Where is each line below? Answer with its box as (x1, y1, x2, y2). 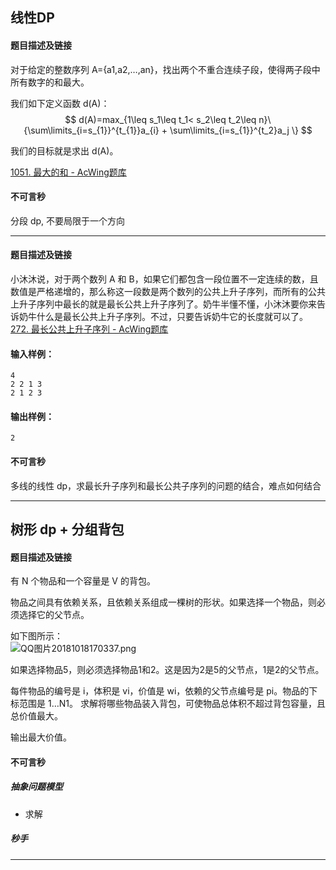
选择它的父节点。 (18, 609, 90, 621)
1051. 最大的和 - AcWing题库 (10, 166, 127, 178)
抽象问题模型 (10, 781, 63, 793)
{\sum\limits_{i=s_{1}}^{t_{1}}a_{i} (23, 124, 160, 136)
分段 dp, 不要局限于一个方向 (10, 214, 126, 227)
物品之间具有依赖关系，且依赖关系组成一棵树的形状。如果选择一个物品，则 (10, 596, 317, 608)
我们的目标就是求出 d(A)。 (10, 144, 119, 157)
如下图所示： (10, 630, 63, 642)
